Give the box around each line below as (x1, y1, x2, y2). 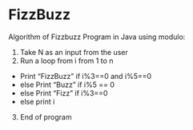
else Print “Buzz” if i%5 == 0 (19, 80, 115, 89)
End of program (19, 112, 72, 121)
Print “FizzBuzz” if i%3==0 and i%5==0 (19, 71, 152, 81)
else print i (19, 97, 55, 106)
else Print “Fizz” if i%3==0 (19, 88, 108, 97)
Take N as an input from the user (19, 47, 128, 57)
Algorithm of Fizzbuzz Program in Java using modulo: (8, 32, 186, 41)
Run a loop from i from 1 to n (19, 56, 114, 65)
